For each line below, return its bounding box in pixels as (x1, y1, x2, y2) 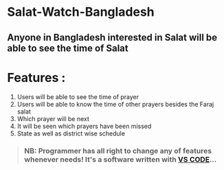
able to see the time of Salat (7, 42, 128, 54)
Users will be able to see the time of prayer (16, 92, 139, 100)
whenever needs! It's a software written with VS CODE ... (23, 155, 217, 164)
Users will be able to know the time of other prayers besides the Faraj (16, 100, 214, 108)
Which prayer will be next (16, 114, 89, 123)
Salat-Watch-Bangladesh (7, 4, 155, 20)
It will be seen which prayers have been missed (16, 122, 152, 130)
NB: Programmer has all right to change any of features (23, 146, 212, 156)
